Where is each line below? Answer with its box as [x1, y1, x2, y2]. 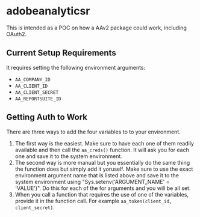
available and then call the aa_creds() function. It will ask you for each [14, 146, 190, 153]
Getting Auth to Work [6, 112, 87, 123]
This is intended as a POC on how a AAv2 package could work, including [6, 24, 187, 31]
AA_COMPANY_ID [14, 76, 51, 82]
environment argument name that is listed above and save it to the [14, 171, 180, 179]
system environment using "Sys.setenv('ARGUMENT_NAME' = [14, 178, 170, 185]
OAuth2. [6, 30, 27, 37]
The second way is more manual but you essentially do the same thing [14, 159, 190, 166]
